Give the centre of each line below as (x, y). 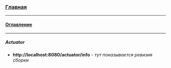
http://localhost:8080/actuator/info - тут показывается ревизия (82, 55)
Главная (16, 7)
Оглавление (19, 24)
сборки (21, 60)
